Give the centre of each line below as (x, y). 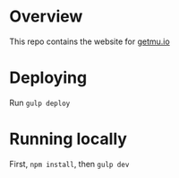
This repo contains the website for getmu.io (89, 41)
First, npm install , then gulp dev (69, 164)
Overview (46, 17)
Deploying (48, 78)
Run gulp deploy (40, 102)
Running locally (68, 139)
